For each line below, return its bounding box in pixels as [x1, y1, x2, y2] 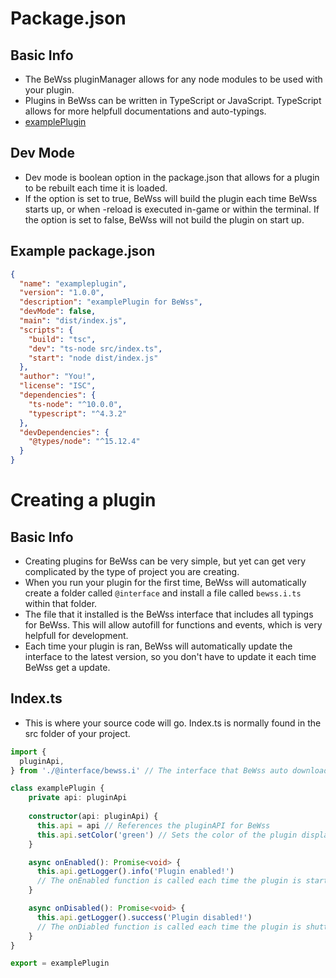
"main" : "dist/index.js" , [19, 316, 128, 326]
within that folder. [24, 598, 98, 609]
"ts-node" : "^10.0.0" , [28, 399, 123, 409]
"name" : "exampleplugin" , [19, 278, 128, 289]
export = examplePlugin [10, 958, 110, 969]
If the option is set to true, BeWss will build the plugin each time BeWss [24, 192, 318, 204]
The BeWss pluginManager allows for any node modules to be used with [24, 73, 323, 85]
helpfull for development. [24, 630, 129, 641]
